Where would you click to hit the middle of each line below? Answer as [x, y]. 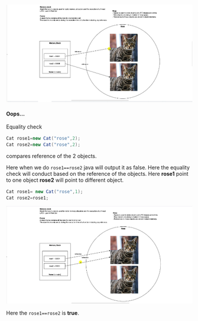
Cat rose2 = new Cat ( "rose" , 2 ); [43, 145]
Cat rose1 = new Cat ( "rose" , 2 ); [43, 139]
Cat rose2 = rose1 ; [27, 198]
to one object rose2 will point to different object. [65, 180]
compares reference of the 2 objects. [51, 156]
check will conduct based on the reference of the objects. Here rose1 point [97, 174]
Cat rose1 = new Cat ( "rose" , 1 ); [45, 192]
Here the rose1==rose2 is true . [43, 313]
